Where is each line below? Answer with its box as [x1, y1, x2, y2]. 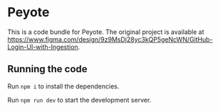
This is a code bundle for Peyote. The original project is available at [7, 28, 204, 36]
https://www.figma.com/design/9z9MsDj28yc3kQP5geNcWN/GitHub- [7, 35, 214, 43]
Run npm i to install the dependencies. [7, 82, 120, 90]
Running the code [7, 63, 88, 75]
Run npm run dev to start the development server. [7, 95, 152, 104]
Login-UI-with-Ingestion [7, 42, 78, 51]
